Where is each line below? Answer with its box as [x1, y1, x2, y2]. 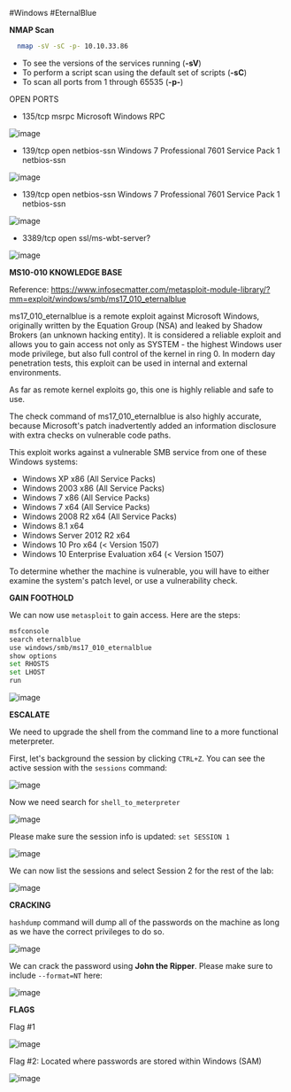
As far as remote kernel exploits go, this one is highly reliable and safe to [9, 384, 274, 395]
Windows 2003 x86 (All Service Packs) [21, 483, 165, 493]
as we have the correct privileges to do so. [9, 926, 165, 937]
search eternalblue [9, 635, 81, 644]
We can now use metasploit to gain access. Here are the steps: [9, 609, 241, 620]
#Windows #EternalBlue [9, 8, 97, 18]
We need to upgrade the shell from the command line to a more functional [9, 726, 279, 737]
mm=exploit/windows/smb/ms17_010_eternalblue [9, 293, 187, 304]
